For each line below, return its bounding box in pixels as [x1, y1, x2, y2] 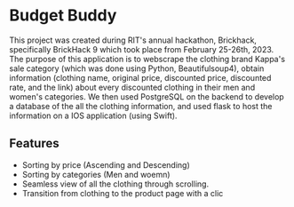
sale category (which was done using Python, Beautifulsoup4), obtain [9, 63, 265, 74]
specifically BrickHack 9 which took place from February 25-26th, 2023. [9, 44, 274, 54]
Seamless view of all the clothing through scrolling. [21, 179, 210, 189]
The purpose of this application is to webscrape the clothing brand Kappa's [9, 53, 286, 64]
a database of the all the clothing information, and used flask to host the [9, 100, 273, 111]
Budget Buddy [9, 5, 117, 26]
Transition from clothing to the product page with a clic [21, 187, 224, 198]
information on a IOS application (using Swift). [9, 110, 178, 121]
